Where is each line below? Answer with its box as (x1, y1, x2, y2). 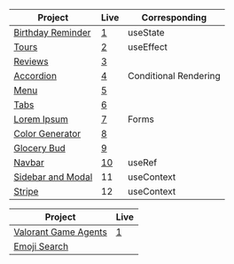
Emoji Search (13, 240, 69, 252)
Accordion (13, 70, 58, 82)
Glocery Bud (13, 142, 66, 154)
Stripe (13, 186, 39, 197)
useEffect (127, 41, 168, 52)
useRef (127, 156, 158, 168)
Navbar (13, 156, 44, 168)
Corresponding (141, 12, 207, 23)
